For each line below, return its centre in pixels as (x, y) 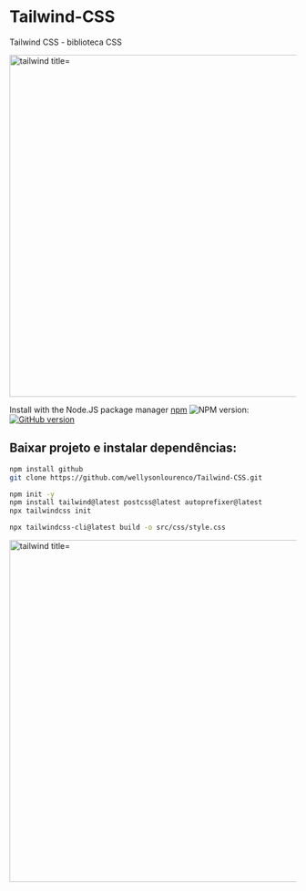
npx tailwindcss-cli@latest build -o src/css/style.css (117, 528)
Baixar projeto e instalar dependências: (123, 448)
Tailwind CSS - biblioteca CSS (66, 42)
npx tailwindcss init (51, 511)
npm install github (46, 469)
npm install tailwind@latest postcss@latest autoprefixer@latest (136, 502)
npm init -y (32, 494)
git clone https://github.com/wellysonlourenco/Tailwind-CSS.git (136, 477)
